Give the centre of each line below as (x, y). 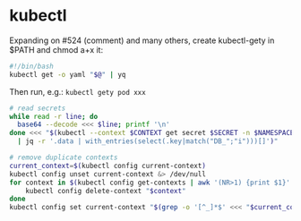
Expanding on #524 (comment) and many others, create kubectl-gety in (142, 40)
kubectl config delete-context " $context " (106, 191)
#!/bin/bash (31, 66)
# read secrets (38, 108)
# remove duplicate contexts (64, 157)
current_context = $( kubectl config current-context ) (107, 166)
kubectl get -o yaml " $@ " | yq (68, 74)
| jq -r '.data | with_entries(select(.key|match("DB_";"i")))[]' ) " (148, 141)
